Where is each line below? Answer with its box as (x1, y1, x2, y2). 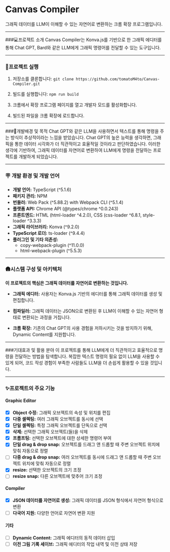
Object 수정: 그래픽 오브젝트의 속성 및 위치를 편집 (12, 409, 111, 415)
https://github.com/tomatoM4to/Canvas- (75, 77, 160, 82)
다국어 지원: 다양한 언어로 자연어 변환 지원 (12, 510, 95, 516)
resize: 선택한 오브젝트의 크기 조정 (12, 467, 82, 473)
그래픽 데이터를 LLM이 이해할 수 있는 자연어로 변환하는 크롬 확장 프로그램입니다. (5, 21, 163, 27)
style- (142, 212, 155, 218)
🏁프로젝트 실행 (5, 63, 39, 70)
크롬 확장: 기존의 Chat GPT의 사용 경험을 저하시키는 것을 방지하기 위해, (12, 325, 153, 331)
